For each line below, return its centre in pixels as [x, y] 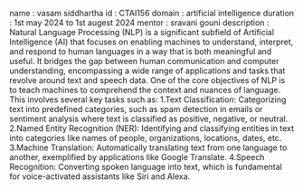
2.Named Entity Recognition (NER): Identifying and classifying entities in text [152, 128]
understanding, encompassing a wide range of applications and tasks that [147, 71]
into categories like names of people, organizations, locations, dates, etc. [146, 138]
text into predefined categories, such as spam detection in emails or [136, 109]
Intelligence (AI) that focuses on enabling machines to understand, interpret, [151, 42]
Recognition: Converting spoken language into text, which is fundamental [146, 167]
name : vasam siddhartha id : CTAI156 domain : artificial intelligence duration [152, 13]
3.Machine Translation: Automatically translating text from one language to [148, 147]
